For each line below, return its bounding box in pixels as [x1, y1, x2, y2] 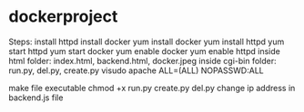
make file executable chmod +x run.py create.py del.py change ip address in [8, 82, 296, 93]
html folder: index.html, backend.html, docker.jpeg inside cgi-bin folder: [8, 55, 277, 66]
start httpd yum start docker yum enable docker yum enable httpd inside [8, 45, 281, 56]
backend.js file [8, 92, 64, 103]
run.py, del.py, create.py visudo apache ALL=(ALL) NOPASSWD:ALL [8, 65, 265, 76]
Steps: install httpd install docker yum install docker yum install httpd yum [8, 36, 285, 47]
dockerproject [8, 6, 118, 27]
